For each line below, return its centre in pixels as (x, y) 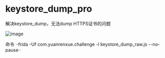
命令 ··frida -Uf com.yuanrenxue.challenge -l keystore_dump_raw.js (76, 44)
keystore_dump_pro (49, 9)
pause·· (13, 50)
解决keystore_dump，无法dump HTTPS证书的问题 (58, 23)
